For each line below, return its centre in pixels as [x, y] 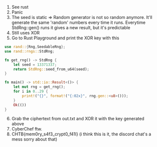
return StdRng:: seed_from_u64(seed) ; [51, 69]
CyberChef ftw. [27, 129]
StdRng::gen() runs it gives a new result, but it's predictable [71, 28]
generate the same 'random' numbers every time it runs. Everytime [78, 22]
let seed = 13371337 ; [35, 65]
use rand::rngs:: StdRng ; [30, 51]
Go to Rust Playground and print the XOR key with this [65, 38]
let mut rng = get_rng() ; [39, 87]
